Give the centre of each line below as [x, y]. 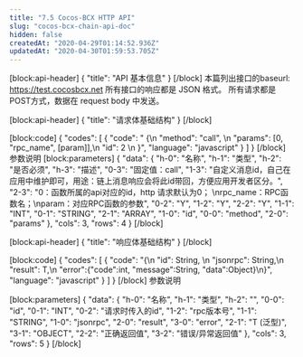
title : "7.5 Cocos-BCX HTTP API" [72, 18]
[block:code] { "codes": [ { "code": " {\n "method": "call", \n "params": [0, [146, 138]
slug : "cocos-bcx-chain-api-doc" [72, 26]
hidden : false [36, 34]
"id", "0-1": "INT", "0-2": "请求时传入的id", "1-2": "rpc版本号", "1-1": [133, 311]
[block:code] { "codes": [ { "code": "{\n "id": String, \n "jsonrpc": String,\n [147, 260]
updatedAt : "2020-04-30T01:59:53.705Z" [85, 52]
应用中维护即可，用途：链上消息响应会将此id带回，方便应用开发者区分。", [146, 181]
